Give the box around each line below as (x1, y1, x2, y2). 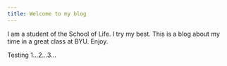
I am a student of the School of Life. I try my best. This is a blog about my (7, 29, 220, 38)
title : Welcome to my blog (7, 10, 87, 18)
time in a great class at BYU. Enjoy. (7, 37, 109, 46)
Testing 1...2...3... (7, 51, 56, 59)
